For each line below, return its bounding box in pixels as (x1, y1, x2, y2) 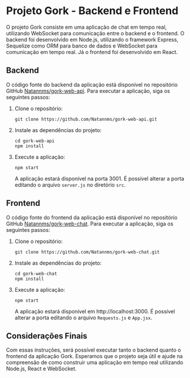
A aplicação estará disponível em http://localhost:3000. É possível (14, 308, 175, 315)
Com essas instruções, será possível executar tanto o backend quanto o (6, 346, 181, 353)
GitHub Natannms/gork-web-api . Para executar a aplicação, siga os (6, 87, 171, 95)
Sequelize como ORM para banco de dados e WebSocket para (6, 42, 158, 49)
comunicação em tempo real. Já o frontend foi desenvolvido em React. (6, 48, 178, 55)
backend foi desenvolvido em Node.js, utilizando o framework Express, (6, 36, 179, 43)
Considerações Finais (6, 330, 88, 341)
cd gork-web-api (14, 138, 55, 144)
